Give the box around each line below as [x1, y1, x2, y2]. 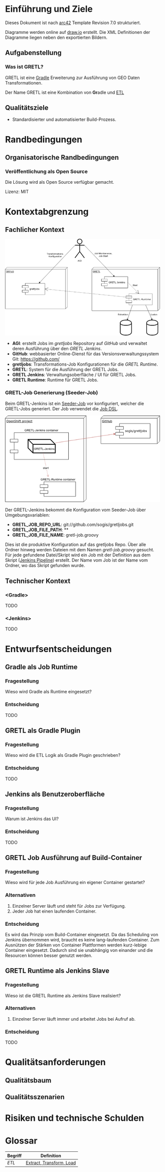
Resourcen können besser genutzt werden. [5, 952, 92, 958]
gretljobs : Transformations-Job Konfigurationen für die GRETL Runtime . [12, 361, 158, 367]
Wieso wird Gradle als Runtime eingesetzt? [5, 689, 92, 695]
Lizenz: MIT [5, 189, 29, 195]
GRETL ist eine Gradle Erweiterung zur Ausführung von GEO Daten [5, 75, 140, 81]
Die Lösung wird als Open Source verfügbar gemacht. [5, 179, 114, 185]
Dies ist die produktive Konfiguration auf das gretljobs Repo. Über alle [5, 542, 146, 547]
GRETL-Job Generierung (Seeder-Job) [5, 389, 98, 396]
